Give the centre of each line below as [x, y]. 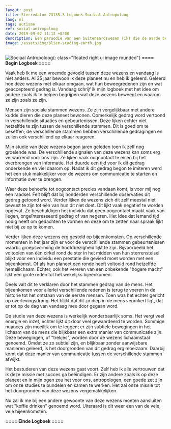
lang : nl [15, 19]
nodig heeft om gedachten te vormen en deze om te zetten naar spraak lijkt [84, 221]
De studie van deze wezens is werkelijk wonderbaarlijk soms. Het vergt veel [85, 316]
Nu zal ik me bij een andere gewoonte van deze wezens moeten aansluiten [83, 401]
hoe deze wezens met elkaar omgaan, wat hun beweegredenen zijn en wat [84, 83]
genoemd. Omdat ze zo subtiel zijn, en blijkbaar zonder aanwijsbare [76, 343]
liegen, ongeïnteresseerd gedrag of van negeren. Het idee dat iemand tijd [82, 216]
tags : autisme [20, 24]
